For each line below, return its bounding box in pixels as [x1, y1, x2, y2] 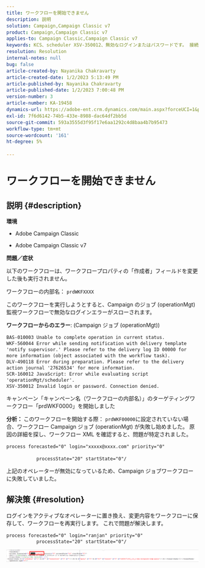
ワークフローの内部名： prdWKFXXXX [6, 288, 95, 295]
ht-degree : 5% [6, 139, 43, 145]
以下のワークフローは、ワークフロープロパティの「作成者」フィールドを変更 [6, 268, 198, 274]
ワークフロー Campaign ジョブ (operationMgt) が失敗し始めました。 [16, 423, 188, 430]
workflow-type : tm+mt [6, 126, 62, 132]
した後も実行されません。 [6, 275, 71, 282]
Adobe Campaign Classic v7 [15, 242, 87, 249]
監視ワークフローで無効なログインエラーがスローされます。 [6, 308, 156, 316]
